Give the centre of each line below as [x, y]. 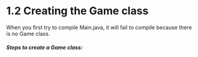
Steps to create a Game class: [44, 47]
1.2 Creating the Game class [77, 11]
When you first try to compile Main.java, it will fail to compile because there [99, 27]
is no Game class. [28, 33]
